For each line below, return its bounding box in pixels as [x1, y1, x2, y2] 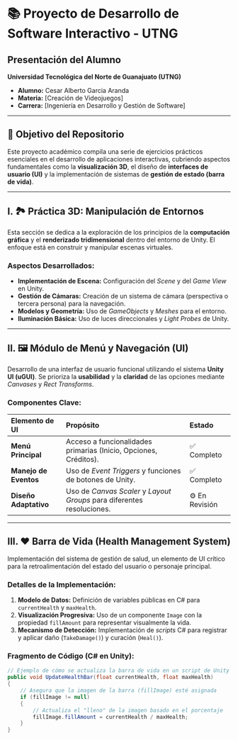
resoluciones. [66, 504, 111, 514]
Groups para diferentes [66, 495, 143, 505]
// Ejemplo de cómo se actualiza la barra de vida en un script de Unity [7, 667, 230, 674]
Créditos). [66, 454, 99, 464]
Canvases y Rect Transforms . [7, 380, 94, 388]
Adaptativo [11, 500, 50, 510]
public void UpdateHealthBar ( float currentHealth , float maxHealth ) [7, 674, 214, 681]
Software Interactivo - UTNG [7, 26, 178, 42]
